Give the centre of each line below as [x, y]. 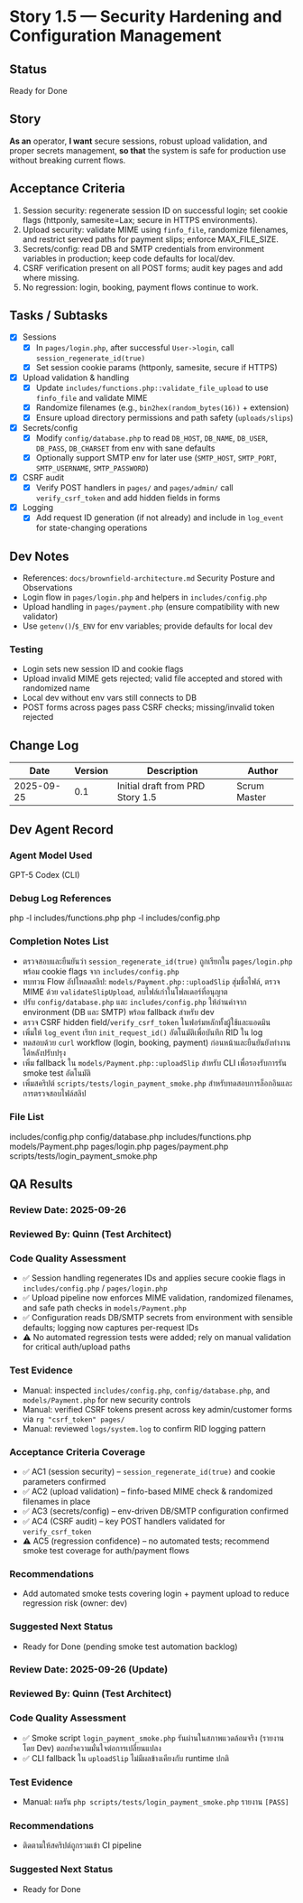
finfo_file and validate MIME [92, 397]
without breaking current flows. [68, 160]
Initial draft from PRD [161, 786]
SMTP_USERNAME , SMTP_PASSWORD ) [92, 468]
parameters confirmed [64, 1481]
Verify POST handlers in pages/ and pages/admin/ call [134, 488]
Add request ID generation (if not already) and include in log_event [160, 518]
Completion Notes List [60, 941]
